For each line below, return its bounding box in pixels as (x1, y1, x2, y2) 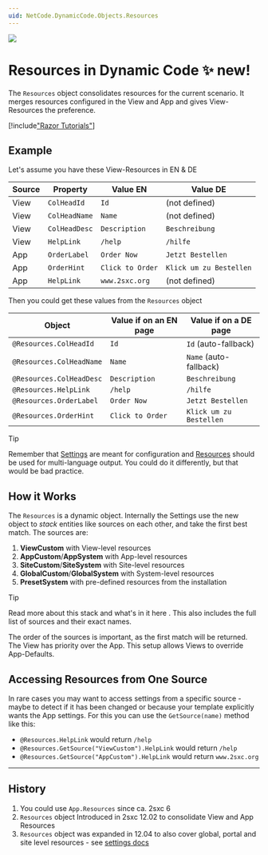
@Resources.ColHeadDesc (12, 374, 103, 384)
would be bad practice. (8, 466, 85, 476)
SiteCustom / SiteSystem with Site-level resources (19, 561, 185, 570)
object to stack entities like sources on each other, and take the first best (8, 519, 248, 529)
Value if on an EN (111, 315, 178, 326)
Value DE (191, 184, 227, 195)
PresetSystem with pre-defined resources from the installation (19, 577, 227, 587)
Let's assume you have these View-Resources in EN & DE (8, 165, 198, 174)
